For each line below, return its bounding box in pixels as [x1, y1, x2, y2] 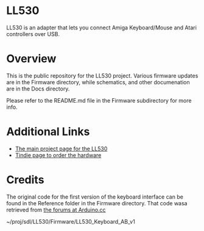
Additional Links [6, 125, 90, 139]
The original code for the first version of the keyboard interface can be [6, 193, 184, 200]
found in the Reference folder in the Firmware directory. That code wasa [6, 199, 188, 207]
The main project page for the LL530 [15, 145, 108, 152]
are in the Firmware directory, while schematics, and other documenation [6, 78, 190, 86]
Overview [6, 52, 57, 66]
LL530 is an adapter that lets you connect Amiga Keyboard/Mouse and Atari [6, 24, 197, 31]
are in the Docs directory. [6, 85, 70, 92]
